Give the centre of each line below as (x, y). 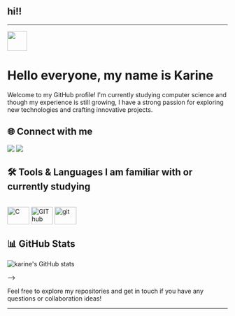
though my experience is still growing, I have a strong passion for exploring (115, 102)
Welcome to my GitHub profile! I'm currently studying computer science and (117, 94)
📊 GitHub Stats (41, 244)
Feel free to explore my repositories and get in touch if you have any (106, 291)
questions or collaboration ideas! (55, 299)
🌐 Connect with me (50, 132)
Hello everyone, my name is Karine (110, 76)
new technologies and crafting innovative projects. (80, 109)
